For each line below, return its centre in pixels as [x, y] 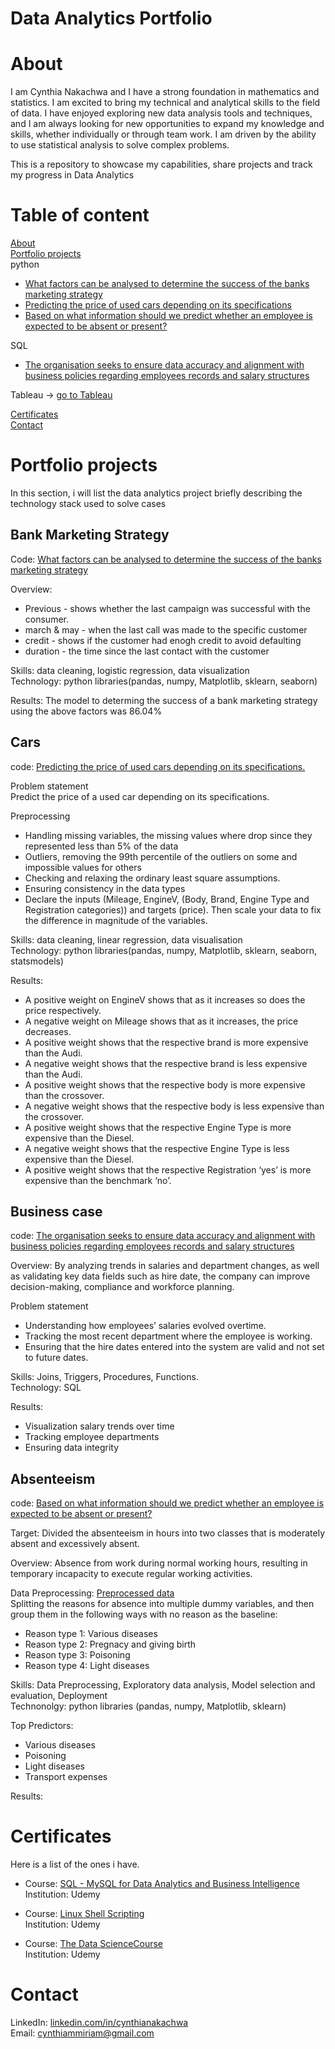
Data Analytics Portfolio [111, 18]
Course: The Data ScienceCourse [94, 1944]
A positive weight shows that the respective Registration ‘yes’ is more [168, 1169]
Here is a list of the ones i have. [75, 1864]
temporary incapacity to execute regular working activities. [131, 1574]
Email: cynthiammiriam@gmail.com [82, 2033]
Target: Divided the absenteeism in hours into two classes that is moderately [168, 1533]
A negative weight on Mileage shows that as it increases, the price [161, 1021]
